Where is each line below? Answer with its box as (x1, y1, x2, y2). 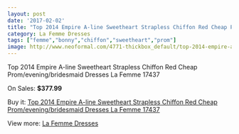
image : (7, 43, 27, 50)
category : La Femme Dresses (7, 30, 91, 38)
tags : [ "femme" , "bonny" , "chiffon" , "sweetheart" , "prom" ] (7, 37, 176, 44)
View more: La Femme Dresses (7, 119, 99, 128)
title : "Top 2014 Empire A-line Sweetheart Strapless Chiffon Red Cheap (7, 23, 228, 30)
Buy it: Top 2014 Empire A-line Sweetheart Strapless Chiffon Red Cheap (7, 98, 218, 106)
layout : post (7, 10, 46, 18)
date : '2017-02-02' (7, 17, 65, 24)
